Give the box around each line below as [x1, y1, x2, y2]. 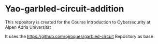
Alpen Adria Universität [5, 24, 51, 30]
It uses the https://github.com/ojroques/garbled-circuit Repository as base [5, 33, 154, 39]
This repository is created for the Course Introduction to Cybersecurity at [5, 19, 151, 25]
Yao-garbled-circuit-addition [5, 3, 124, 14]
